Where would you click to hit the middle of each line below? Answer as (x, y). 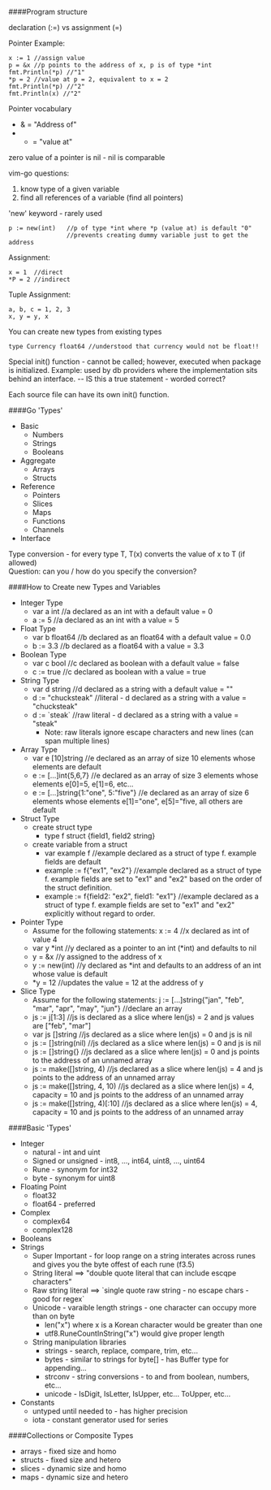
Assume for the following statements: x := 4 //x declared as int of (141, 931)
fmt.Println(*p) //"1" (47, 72)
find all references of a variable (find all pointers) (102, 197)
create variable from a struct (80, 845)
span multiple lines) (77, 741)
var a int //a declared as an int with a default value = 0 (123, 611)
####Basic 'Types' (40, 1128)
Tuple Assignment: (40, 295)
